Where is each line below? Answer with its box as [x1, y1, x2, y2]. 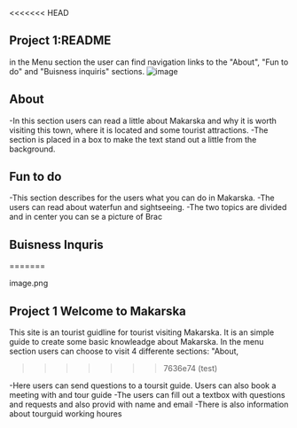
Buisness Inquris [9, 237, 104, 252]
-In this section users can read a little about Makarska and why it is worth [9, 115, 277, 126]
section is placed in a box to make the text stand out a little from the [9, 134, 257, 144]
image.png [9, 278, 49, 289]
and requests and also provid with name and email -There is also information [9, 399, 289, 410]
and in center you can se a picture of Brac [9, 212, 162, 222]
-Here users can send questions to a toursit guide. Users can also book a [9, 380, 277, 391]
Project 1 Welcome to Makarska [9, 303, 186, 318]
